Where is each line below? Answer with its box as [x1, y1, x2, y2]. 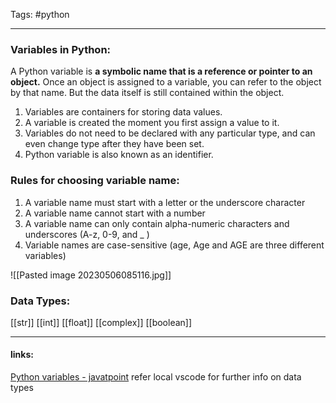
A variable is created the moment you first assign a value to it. [24, 117, 280, 129]
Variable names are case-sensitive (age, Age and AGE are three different [24, 239, 325, 251]
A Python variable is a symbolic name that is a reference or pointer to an [10, 65, 313, 78]
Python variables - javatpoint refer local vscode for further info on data [10, 371, 302, 383]
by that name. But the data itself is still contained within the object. [10, 87, 285, 99]
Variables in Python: [10, 42, 112, 56]
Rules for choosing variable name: [10, 174, 180, 188]
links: [10, 349, 34, 361]
